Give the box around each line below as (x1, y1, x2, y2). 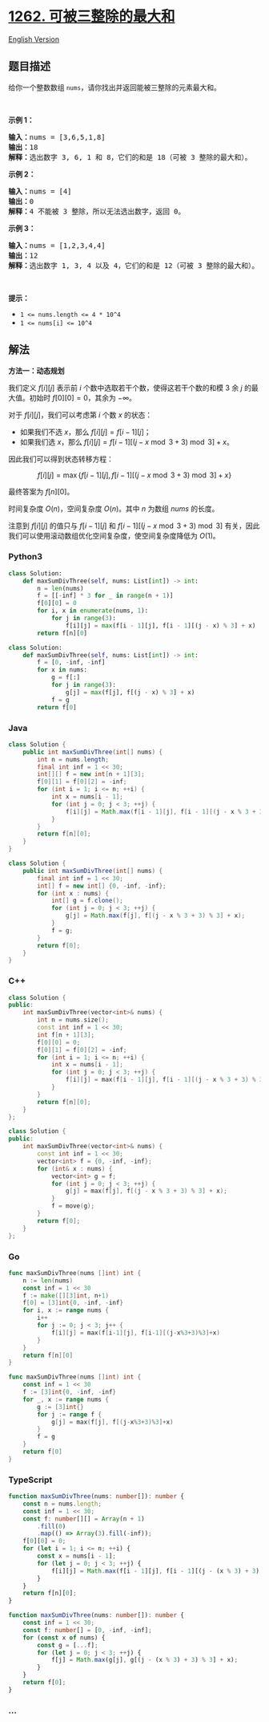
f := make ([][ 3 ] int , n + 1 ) (22, 1291, 110, 1300)
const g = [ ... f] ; (37, 1641, 98, 1649)
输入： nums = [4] (8, 186, 72, 196)
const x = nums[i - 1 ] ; (37, 1552, 116, 1561)
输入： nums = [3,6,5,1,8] (8, 132, 106, 141)
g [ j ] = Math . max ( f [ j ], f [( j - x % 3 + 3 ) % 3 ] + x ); (65, 912, 246, 920)
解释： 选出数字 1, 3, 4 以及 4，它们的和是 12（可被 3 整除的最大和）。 (8, 261, 259, 270)
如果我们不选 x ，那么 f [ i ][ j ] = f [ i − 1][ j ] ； (19, 427, 151, 437)
